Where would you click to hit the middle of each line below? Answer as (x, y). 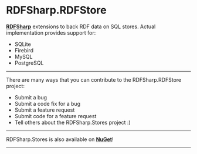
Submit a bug (31, 97)
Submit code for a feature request (55, 116)
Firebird (24, 50)
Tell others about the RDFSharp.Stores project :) (72, 122)
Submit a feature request (45, 110)
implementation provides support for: (51, 32)
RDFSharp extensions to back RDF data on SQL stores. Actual (81, 26)
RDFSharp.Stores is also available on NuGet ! (60, 139)
